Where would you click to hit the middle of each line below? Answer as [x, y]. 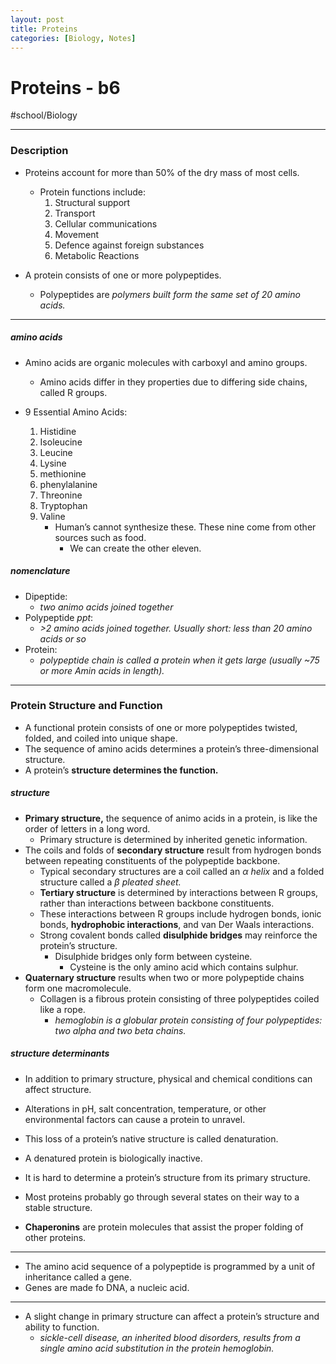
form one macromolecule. [78, 988]
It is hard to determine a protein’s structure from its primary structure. [167, 1177]
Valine [52, 516]
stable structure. [58, 1207]
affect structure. [58, 1089]
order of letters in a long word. [87, 828]
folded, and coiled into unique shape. [101, 738]
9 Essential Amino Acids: [76, 412]
